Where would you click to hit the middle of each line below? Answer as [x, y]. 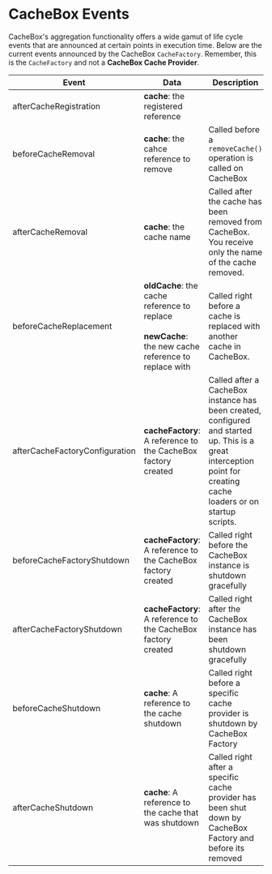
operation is [231, 157]
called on [226, 168]
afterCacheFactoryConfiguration [74, 451]
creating [224, 481]
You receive [231, 242]
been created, [235, 410]
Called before [234, 129]
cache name [167, 237]
